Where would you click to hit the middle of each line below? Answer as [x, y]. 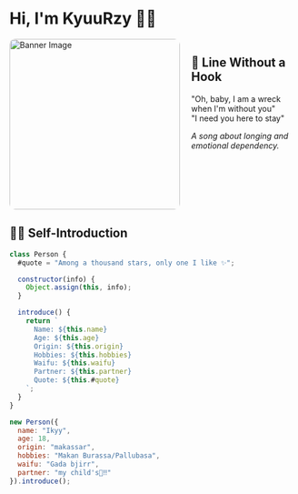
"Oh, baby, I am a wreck [236, 98]
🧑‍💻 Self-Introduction [69, 233]
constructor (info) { [56, 279]
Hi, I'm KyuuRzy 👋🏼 [83, 19]
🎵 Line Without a [238, 63]
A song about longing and [240, 136]
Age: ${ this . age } [66, 338]
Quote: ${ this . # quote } [76, 380]
